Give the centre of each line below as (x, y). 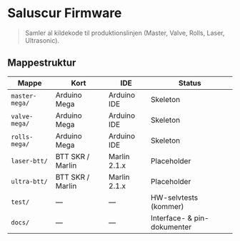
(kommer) (167, 206)
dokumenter (171, 227)
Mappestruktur (42, 63)
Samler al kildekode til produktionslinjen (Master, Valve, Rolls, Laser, (125, 33)
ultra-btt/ (29, 181)
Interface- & (172, 217)
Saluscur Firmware (65, 13)
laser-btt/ (29, 161)
